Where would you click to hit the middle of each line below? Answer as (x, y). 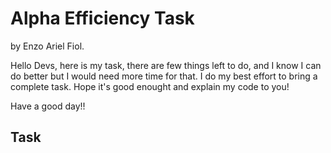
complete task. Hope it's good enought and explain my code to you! (150, 86)
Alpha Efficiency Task (102, 18)
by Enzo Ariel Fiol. (47, 46)
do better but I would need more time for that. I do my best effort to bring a (164, 76)
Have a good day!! (48, 106)
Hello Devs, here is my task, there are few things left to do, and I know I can (166, 65)
